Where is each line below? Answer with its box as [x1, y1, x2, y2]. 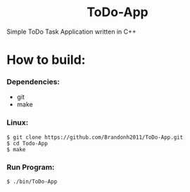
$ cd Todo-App [6, 139, 49, 147]
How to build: [6, 52, 86, 68]
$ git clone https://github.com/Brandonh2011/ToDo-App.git [6, 134, 184, 141]
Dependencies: [6, 77, 61, 87]
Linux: [6, 118, 29, 128]
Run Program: [6, 162, 55, 172]
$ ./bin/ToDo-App [6, 178, 58, 186]
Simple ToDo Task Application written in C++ [6, 27, 137, 36]
